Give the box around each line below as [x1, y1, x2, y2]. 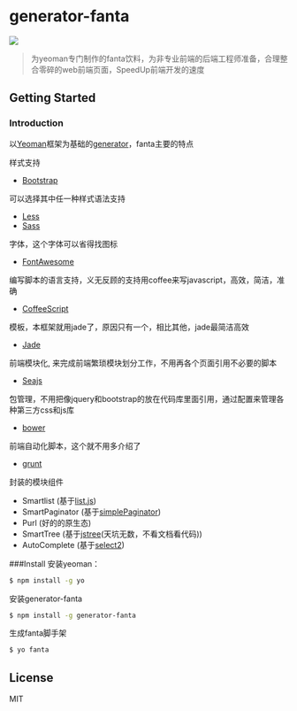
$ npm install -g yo [9, 576, 86, 585]
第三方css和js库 [16, 405, 75, 415]
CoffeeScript [21, 303, 69, 313]
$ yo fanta [9, 645, 49, 654]
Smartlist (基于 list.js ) [21, 495, 97, 506]
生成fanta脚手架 [9, 628, 67, 638]
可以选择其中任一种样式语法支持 [9, 193, 126, 204]
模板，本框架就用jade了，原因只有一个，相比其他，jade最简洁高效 [9, 321, 249, 332]
